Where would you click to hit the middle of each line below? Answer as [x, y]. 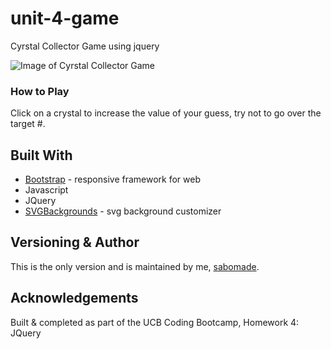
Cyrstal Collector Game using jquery [85, 46]
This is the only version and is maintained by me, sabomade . [135, 266]
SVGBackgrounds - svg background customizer [123, 211]
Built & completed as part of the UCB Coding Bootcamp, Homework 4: [155, 322]
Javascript [46, 190]
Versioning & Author [75, 242]
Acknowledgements [74, 298]
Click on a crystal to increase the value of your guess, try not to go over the [166, 113]
